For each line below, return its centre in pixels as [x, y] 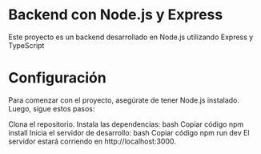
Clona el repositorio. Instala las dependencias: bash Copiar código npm [126, 124]
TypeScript [26, 45]
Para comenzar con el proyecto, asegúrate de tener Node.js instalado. [124, 100]
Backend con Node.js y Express [116, 15]
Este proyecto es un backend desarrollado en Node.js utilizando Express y [131, 37]
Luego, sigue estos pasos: [52, 108]
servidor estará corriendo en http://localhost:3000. [92, 141]
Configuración [57, 78]
